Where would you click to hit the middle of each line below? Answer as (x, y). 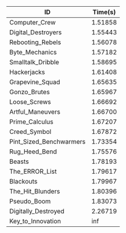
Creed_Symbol (30, 132)
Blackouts (23, 181)
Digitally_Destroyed (37, 211)
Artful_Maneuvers (35, 112)
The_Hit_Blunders (35, 191)
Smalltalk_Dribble (34, 62)
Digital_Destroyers (36, 32)
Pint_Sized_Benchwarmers (47, 142)
